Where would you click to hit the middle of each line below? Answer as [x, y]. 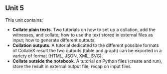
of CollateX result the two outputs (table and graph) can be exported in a [87, 50]
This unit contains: [24, 20]
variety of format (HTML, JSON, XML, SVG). [58, 56]
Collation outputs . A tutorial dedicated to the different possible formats [85, 45]
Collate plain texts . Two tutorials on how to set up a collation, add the [84, 30]
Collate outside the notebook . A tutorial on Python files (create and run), [87, 61]
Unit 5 [14, 8]
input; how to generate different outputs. [54, 40]
